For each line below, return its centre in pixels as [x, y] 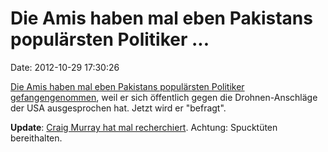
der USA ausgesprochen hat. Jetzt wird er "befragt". [118, 108]
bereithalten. [36, 138]
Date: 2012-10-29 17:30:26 [65, 67]
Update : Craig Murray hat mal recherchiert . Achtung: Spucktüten [144, 127]
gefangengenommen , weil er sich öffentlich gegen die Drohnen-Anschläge [164, 97]
